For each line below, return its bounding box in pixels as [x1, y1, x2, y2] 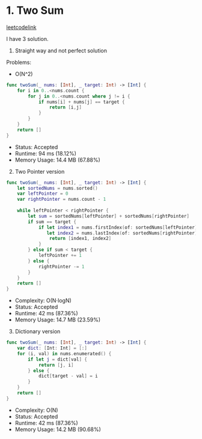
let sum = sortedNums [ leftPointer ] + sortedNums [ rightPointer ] [28, 213, 189, 219]
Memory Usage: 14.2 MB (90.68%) [14, 426, 101, 433]
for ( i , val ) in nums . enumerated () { [17, 350, 112, 356]
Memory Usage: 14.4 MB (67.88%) [14, 156, 100, 163]
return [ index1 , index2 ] [49, 236, 112, 242]
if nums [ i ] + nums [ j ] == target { [38, 99, 125, 105]
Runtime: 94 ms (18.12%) [14, 150, 77, 157]
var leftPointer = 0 [17, 191, 69, 197]
